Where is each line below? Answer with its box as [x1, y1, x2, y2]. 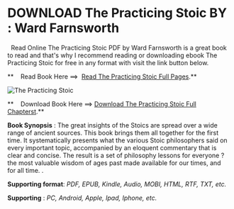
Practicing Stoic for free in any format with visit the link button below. [7, 58, 209, 67]
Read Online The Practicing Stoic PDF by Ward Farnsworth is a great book [10, 43, 227, 52]
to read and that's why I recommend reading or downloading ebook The [7, 51, 218, 60]
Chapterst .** [7, 107, 45, 115]
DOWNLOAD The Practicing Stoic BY [7, 5, 227, 21]
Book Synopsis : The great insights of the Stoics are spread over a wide [7, 120, 218, 129]
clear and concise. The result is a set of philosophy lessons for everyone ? [7, 151, 225, 159]
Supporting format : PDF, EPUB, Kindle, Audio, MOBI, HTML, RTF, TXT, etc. [7, 179, 227, 188]
